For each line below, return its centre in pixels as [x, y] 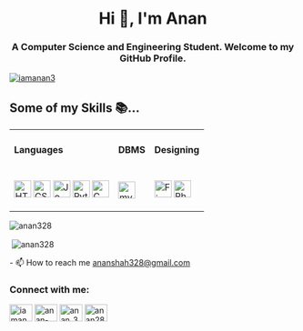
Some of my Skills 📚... [75, 108]
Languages [39, 149]
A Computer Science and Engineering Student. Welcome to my [153, 47]
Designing [177, 150]
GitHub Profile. [153, 58]
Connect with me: [50, 289]
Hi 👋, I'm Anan [153, 19]
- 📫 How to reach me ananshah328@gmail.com [100, 262]
